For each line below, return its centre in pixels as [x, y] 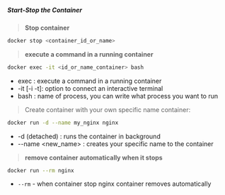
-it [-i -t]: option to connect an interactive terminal [90, 88]
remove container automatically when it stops [93, 157]
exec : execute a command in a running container [90, 81]
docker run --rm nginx [41, 170]
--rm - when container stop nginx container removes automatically [114, 184]
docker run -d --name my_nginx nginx [63, 123]
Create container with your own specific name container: [108, 109]
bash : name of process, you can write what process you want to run [117, 96]
